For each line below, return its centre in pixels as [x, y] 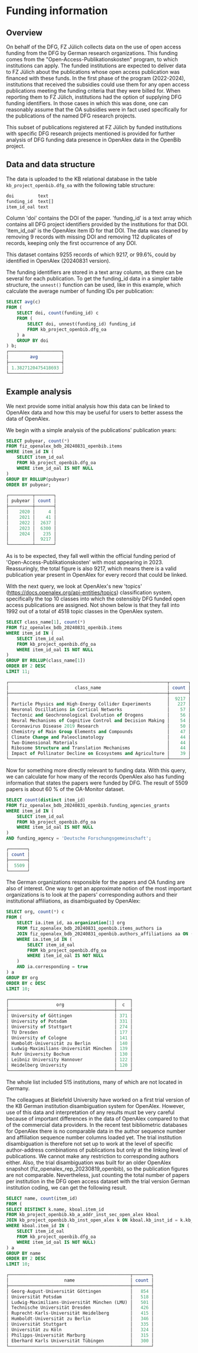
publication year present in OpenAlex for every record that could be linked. [97, 575]
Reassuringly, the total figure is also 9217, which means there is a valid [91, 568]
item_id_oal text [27, 207]
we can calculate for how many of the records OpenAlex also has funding [95, 777]
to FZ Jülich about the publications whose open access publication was [93, 72]
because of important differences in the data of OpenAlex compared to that [98, 1118]
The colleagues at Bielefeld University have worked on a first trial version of [98, 1100]
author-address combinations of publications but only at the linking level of [97, 1150]
